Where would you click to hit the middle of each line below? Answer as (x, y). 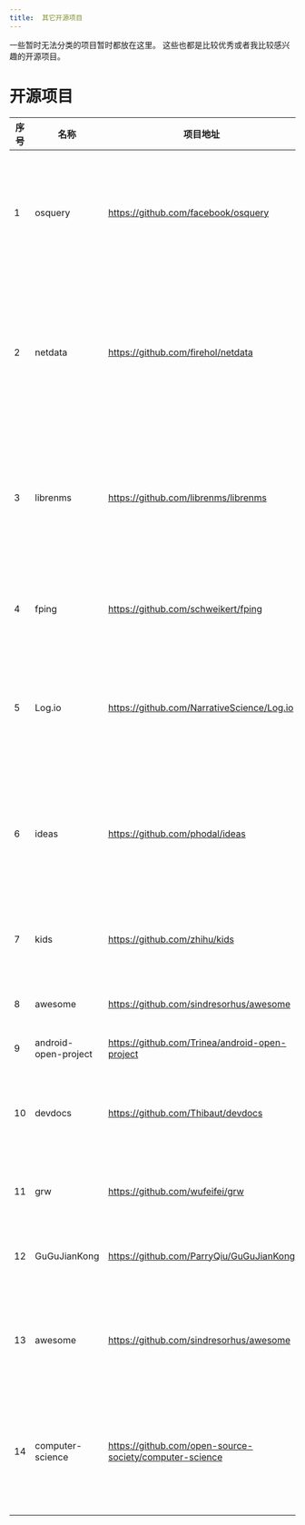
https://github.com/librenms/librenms (187, 498)
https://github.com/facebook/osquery (188, 213)
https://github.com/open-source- (181, 1445)
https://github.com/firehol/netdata (180, 352)
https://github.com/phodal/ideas (177, 834)
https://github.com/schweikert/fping (185, 609)
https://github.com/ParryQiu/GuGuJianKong (202, 1256)
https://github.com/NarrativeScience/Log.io (201, 708)
